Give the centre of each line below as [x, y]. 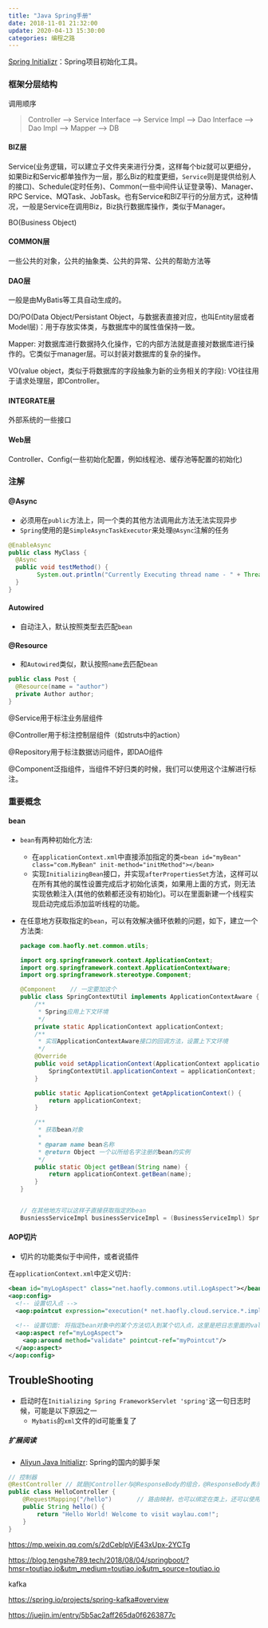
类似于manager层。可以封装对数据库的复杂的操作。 [120, 354]
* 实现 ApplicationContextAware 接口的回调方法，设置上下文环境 [133, 1041]
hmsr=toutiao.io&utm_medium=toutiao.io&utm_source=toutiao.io [114, 1568]
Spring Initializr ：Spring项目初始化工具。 [75, 62]
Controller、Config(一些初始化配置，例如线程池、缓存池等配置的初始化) [126, 459]
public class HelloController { [62, 1492]
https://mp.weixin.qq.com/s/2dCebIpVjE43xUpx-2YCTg [99, 1544]
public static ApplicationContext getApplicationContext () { [138, 1093]
